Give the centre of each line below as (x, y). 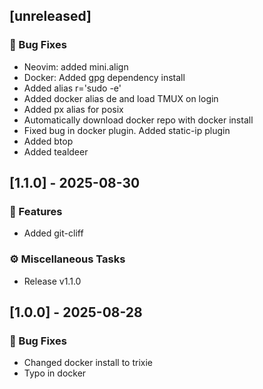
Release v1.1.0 (52, 281)
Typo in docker (55, 373)
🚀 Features (36, 211)
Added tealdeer (56, 151)
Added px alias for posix (73, 109)
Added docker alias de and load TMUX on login (121, 98)
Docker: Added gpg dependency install (104, 77)
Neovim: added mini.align (76, 66)
